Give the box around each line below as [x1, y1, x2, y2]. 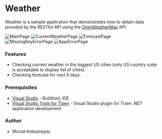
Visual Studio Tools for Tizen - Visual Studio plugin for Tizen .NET [12, 100, 143, 106]
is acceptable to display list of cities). [12, 67, 86, 73]
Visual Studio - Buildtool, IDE [12, 95, 69, 101]
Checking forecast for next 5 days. [12, 72, 81, 78]
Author [5, 117, 22, 124]
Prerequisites [5, 84, 37, 91]
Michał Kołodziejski [12, 128, 51, 134]
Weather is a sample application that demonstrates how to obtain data [5, 19, 144, 25]
